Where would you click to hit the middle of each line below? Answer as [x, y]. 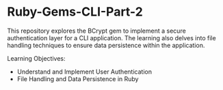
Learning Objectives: [37, 58]
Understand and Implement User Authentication [84, 72]
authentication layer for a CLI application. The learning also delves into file [112, 37]
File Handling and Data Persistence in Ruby [78, 78]
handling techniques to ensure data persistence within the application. [106, 45]
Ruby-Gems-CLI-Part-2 [75, 12]
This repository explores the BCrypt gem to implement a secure [96, 31]
